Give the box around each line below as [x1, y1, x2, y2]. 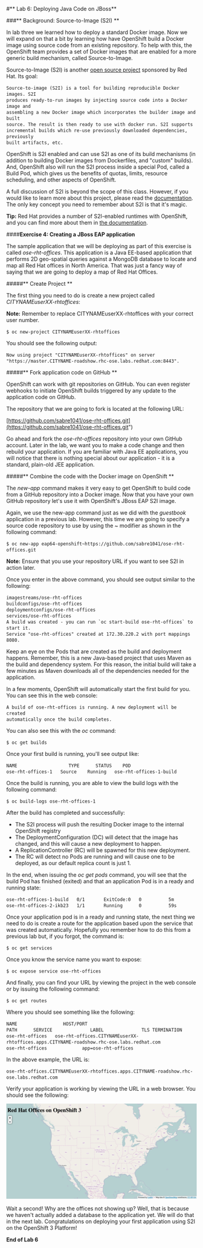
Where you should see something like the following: [6, 1008, 135, 1016]
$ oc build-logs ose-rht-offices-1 [6, 798, 96, 804]
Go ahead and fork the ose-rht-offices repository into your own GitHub [6, 435, 182, 442]
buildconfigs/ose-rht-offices [6, 601, 83, 607]
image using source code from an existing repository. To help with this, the [6, 42, 192, 49]
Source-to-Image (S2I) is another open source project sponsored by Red [6, 66, 187, 73]
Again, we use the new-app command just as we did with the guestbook [6, 509, 186, 516]
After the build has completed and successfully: [6, 809, 126, 816]
